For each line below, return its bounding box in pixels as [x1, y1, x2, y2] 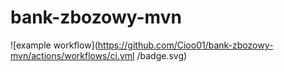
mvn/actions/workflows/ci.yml [10, 49, 135, 61]
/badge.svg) [136, 49, 188, 61]
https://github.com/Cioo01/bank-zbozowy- [97, 39, 274, 51]
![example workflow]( [10, 39, 98, 51]
